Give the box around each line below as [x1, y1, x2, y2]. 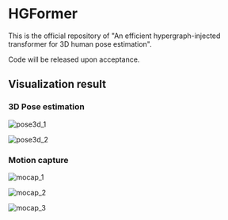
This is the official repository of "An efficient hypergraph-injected [8, 31, 221, 40]
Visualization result [8, 78, 107, 91]
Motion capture [8, 154, 69, 165]
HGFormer [8, 5, 78, 23]
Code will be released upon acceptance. [8, 55, 140, 64]
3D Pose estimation [8, 101, 85, 112]
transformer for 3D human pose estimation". [8, 39, 152, 48]
